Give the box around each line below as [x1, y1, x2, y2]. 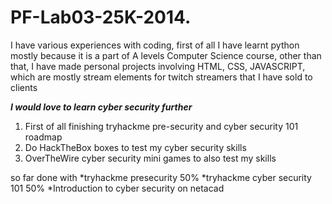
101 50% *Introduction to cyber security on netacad [10, 182, 225, 194]
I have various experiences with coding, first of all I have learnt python [10, 39, 300, 51]
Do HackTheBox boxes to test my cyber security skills [24, 141, 247, 153]
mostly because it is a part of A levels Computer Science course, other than [10, 49, 322, 61]
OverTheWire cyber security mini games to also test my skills [24, 152, 277, 164]
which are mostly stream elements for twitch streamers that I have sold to [10, 71, 313, 83]
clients [10, 81, 38, 93]
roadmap [24, 131, 63, 143]
